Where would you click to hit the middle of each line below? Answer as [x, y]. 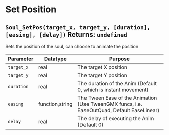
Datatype [55, 59]
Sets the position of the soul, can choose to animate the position [72, 46]
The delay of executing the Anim [116, 119]
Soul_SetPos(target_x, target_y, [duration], [78, 27]
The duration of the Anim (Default [117, 84]
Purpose [119, 59]
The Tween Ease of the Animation [117, 98]
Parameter [21, 59]
